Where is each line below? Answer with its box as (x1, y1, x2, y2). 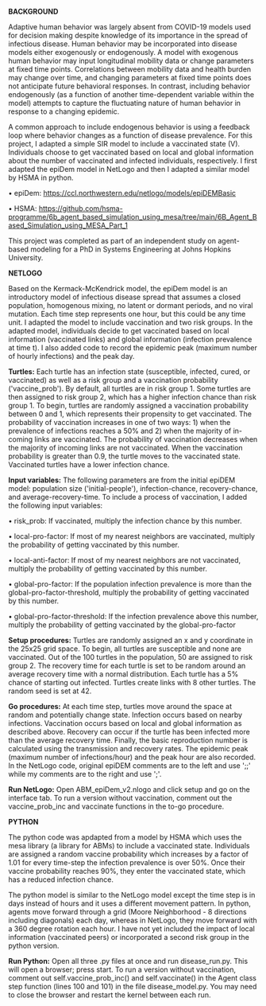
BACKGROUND (8, 7, 59, 16)
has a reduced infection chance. (8, 875, 114, 884)
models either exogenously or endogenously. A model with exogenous (8, 48, 239, 57)
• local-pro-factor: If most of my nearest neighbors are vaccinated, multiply (8, 532, 256, 540)
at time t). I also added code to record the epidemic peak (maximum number (8, 343, 258, 353)
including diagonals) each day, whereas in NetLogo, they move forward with (8, 915, 258, 925)
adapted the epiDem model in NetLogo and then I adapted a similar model (8, 165, 250, 174)
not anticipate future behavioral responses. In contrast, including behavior (8, 81, 250, 91)
